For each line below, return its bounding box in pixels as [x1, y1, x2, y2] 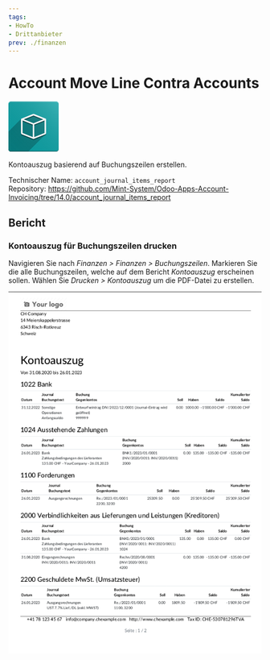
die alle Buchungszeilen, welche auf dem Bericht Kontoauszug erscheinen [8, 267, 255, 276]
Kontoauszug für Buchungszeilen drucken [8, 240, 178, 251]
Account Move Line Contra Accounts [8, 74, 260, 93]
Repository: [8, 184, 47, 193]
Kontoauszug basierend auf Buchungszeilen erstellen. [8, 160, 187, 169]
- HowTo [8, 21, 35, 30]
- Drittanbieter [8, 30, 63, 38]
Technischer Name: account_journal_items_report [8, 176, 176, 185]
